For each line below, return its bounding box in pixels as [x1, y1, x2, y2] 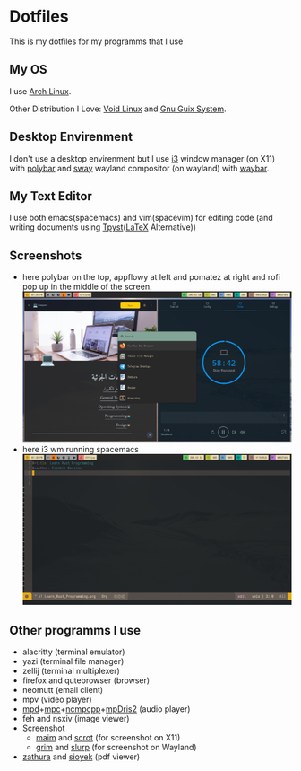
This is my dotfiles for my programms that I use [9, 36, 184, 47]
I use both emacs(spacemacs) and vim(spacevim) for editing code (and [9, 213, 273, 223]
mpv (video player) [21, 694, 92, 705]
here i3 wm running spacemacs [21, 443, 139, 454]
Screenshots [9, 248, 82, 263]
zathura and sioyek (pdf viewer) [21, 751, 141, 762]
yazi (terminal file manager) [21, 656, 125, 667]
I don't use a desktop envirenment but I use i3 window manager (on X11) [9, 153, 276, 163]
